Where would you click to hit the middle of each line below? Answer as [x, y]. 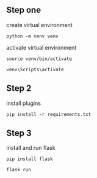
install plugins [24, 103]
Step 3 [19, 133]
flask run [19, 170]
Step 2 [19, 88]
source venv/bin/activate [39, 59]
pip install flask [30, 159]
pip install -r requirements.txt [49, 114]
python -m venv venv [33, 36]
